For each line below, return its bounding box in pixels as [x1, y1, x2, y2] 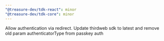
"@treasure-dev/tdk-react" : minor [5, 7, 77, 12]
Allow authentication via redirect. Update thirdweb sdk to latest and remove [5, 25, 160, 31]
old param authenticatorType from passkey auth [5, 30, 103, 36]
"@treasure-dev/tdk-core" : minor [5, 12, 75, 17]
